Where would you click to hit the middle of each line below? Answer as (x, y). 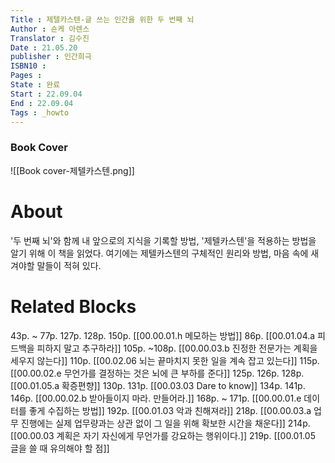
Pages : (26, 76)
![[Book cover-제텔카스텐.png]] (72, 170)
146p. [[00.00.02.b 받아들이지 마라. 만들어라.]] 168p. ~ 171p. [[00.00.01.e (156, 398)
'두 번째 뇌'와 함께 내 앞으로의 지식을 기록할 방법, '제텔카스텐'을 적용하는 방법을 (163, 240)
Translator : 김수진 (50, 38)
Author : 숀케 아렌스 (50, 29)
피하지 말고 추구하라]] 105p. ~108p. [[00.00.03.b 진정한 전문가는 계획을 (177, 348)
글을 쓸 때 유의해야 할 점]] (60, 448)
